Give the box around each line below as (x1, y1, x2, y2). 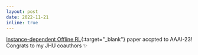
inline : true (6, 20, 38, 25)
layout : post (6, 8, 38, 15)
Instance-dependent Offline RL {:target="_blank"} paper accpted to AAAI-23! (6, 36, 193, 43)
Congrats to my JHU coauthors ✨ (6, 42, 87, 49)
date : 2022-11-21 (6, 14, 49, 20)
